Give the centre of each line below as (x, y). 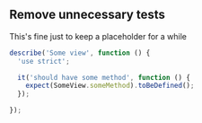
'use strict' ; (44, 61)
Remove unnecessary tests (88, 15)
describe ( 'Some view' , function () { (80, 53)
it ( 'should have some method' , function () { (104, 77)
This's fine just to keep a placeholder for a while (98, 36)
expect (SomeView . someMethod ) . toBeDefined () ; (110, 86)
